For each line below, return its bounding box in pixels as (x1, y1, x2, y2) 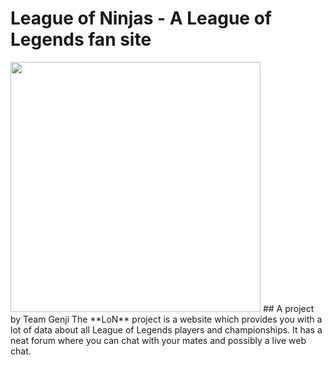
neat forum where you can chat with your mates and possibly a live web (10, 334, 307, 346)
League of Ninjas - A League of (10, 7, 272, 30)
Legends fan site (10, 28, 152, 51)
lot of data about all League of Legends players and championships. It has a (10, 323, 323, 336)
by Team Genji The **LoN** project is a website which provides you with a (10, 313, 323, 325)
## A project (262, 302, 315, 314)
